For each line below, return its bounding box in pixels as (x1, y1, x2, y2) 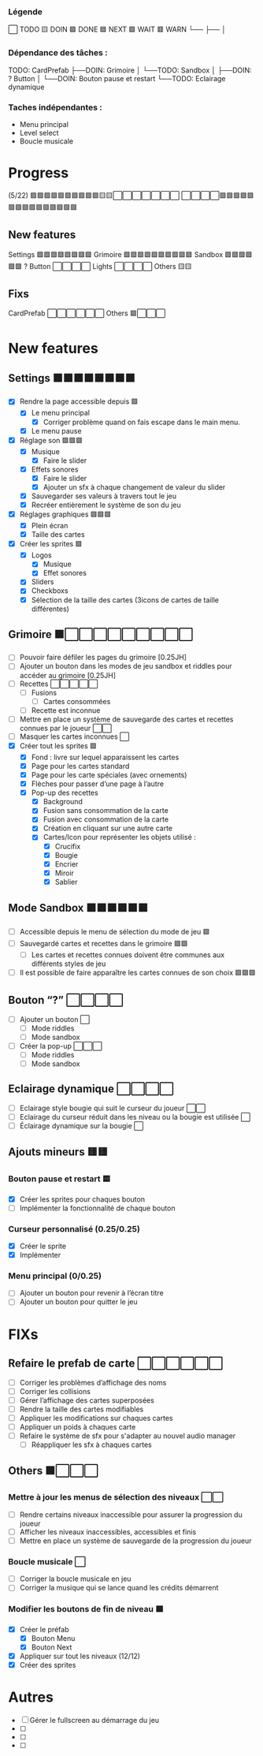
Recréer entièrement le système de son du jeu (31, 500, 181, 510)
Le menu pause (31, 426, 82, 435)
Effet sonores (43, 569, 87, 578)
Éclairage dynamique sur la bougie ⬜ (19, 1120, 144, 1130)
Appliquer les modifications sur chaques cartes (19, 1413, 173, 1422)
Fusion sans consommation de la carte (43, 806, 169, 815)
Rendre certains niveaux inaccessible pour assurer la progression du (19, 1509, 243, 1519)
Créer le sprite (19, 1241, 67, 1251)
